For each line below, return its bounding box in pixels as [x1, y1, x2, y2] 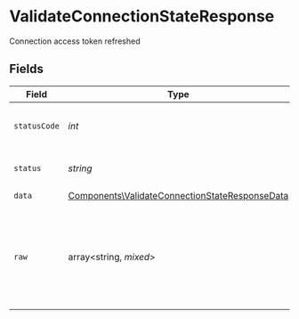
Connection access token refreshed [9, 36, 141, 46]
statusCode [13, 120, 60, 131]
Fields [9, 61, 44, 77]
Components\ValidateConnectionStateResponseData [68, 190, 289, 202]
